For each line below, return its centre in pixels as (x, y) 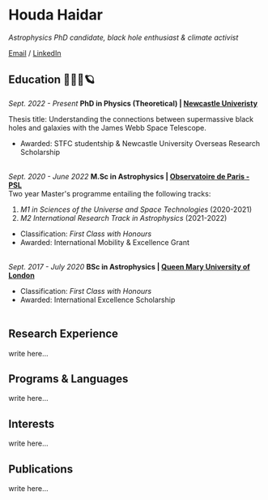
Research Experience (64, 334)
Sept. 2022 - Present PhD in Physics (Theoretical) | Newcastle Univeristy (133, 103)
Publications (41, 469)
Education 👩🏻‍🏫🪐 (52, 80)
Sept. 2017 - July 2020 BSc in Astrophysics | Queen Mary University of (130, 266)
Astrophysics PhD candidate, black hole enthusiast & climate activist (123, 37)
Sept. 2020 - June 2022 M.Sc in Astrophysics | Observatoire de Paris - (129, 176)
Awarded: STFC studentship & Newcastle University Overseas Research (140, 143)
